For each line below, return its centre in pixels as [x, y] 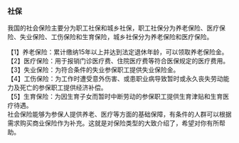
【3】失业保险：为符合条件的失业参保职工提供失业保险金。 [94, 70]
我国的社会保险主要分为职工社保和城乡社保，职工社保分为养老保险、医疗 [113, 28]
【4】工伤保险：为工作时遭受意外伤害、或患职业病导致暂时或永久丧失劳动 [116, 79]
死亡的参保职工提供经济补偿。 [63, 88]
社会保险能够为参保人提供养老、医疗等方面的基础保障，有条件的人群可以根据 [119, 115]
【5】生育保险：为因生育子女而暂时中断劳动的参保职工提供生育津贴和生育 [115, 97]
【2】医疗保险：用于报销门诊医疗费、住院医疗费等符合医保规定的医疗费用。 [118, 61]
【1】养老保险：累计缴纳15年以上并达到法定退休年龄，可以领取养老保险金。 [118, 52]
